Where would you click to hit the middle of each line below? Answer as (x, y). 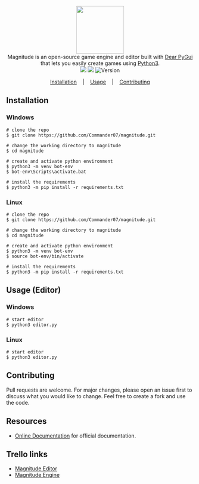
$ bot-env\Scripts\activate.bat (46, 172)
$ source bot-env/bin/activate (45, 256)
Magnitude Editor (36, 469)
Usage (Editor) (34, 290)
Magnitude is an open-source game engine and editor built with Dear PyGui (100, 57)
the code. (18, 402)
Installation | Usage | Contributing (100, 82)
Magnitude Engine (37, 475)
